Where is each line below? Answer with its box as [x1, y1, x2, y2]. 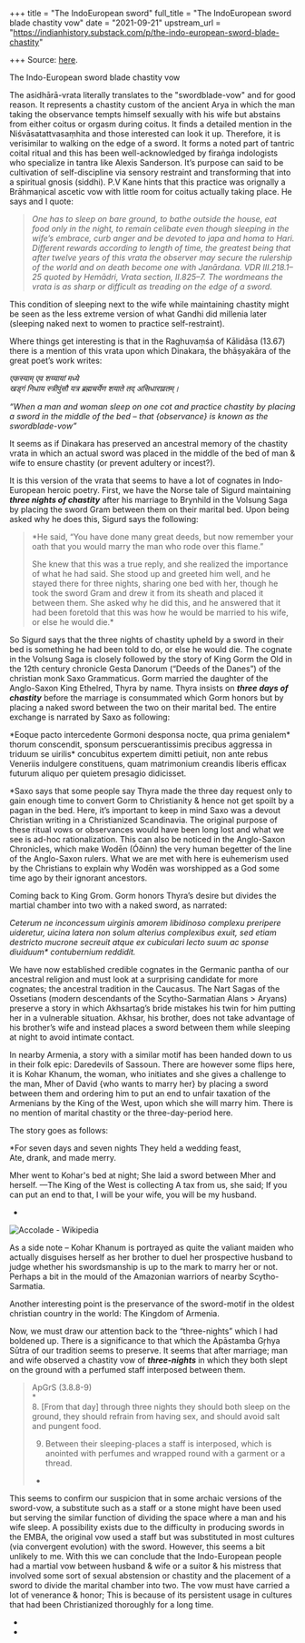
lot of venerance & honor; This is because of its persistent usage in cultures [9, 1589, 292, 1600]
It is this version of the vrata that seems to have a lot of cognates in [9, 475, 261, 486]
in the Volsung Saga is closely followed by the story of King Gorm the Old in [9, 654, 292, 664]
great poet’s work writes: [9, 355, 103, 366]
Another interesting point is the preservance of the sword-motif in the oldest [9, 1298, 295, 1309]
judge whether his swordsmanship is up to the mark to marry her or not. [9, 1262, 279, 1272]
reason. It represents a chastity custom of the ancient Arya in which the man [9, 99, 295, 110]
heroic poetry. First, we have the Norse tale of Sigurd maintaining [47, 485, 291, 495]
